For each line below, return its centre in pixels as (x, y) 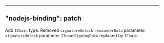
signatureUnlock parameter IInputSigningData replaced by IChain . (72, 35)
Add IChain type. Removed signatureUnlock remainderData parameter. (75, 30)
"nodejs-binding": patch (43, 18)
